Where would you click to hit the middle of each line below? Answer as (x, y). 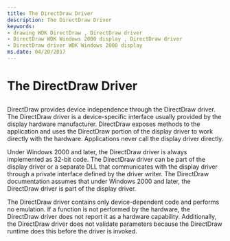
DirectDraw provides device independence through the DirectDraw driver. (112, 109)
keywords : (21, 26)
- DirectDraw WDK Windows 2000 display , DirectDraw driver (95, 39)
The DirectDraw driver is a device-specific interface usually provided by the (114, 117)
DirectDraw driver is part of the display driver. (72, 189)
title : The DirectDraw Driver (50, 13)
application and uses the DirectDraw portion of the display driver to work (110, 132)
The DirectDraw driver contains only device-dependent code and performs (113, 202)
